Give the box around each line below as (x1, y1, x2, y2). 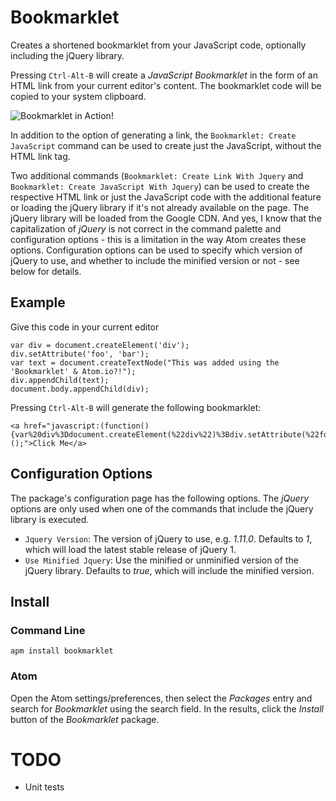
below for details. (10, 265, 82, 277)
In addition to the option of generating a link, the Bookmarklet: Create (10, 129, 297, 141)
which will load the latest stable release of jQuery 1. (24, 543, 237, 555)
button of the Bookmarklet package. (10, 713, 160, 725)
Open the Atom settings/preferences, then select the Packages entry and (10, 692, 313, 704)
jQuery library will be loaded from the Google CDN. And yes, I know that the (10, 212, 322, 224)
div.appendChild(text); (10, 375, 110, 385)
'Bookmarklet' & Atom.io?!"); (10, 366, 137, 376)
